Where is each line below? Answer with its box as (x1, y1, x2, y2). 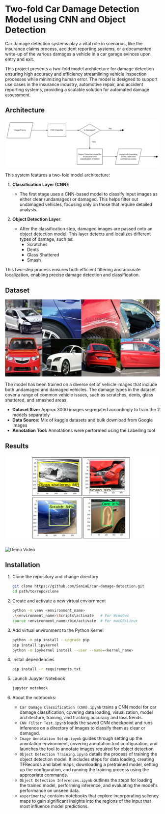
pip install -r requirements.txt (12, 667, 81, 672)
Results (5, 442, 29, 450)
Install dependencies (12, 657, 55, 663)
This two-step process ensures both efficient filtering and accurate (5, 267, 141, 273)
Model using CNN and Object (5, 14, 126, 25)
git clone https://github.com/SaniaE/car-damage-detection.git (12, 584, 145, 589)
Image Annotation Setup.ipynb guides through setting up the (19, 735, 142, 741)
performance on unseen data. (19, 787, 80, 794)
